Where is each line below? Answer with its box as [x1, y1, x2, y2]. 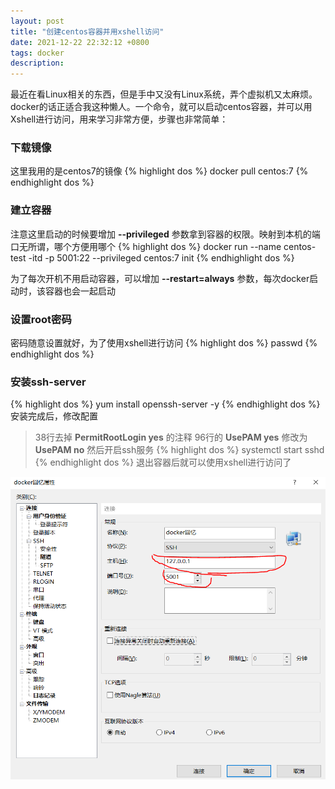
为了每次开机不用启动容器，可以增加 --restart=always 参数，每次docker [10, 272, 310, 284]
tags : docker [10, 48, 65, 58]
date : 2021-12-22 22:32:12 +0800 [10, 37, 150, 47]
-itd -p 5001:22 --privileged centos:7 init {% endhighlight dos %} [28, 251, 295, 264]
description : [10, 58, 65, 69]
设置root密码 [10, 312, 72, 326]
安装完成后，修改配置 [10, 410, 98, 422]
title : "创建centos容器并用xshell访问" [10, 26, 165, 37]
